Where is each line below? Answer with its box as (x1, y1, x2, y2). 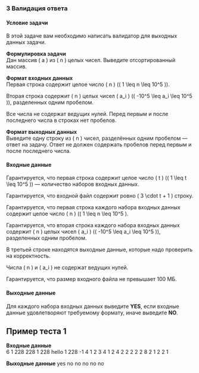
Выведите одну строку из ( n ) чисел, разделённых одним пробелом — (6, 134, 188, 142)
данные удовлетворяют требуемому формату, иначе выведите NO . (6, 309, 179, 316)
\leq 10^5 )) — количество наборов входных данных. (6, 181, 139, 188)
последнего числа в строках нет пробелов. (6, 117, 117, 124)
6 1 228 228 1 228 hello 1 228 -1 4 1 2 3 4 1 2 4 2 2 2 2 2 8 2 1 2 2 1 (6, 348, 169, 356)
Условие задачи (6, 19, 48, 26)
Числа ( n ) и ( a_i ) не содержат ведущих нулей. (6, 264, 129, 271)
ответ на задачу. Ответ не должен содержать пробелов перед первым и (6, 141, 192, 148)
